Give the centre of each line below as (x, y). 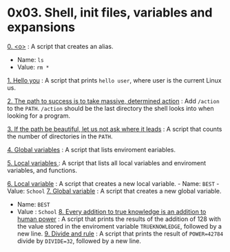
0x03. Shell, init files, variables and (110, 13)
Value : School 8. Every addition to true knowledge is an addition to (112, 211)
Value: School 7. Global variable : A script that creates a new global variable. (114, 191)
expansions (41, 27)
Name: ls (30, 59)
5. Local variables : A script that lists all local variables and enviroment (107, 162)
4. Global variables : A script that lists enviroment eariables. (91, 149)
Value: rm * (33, 67)
